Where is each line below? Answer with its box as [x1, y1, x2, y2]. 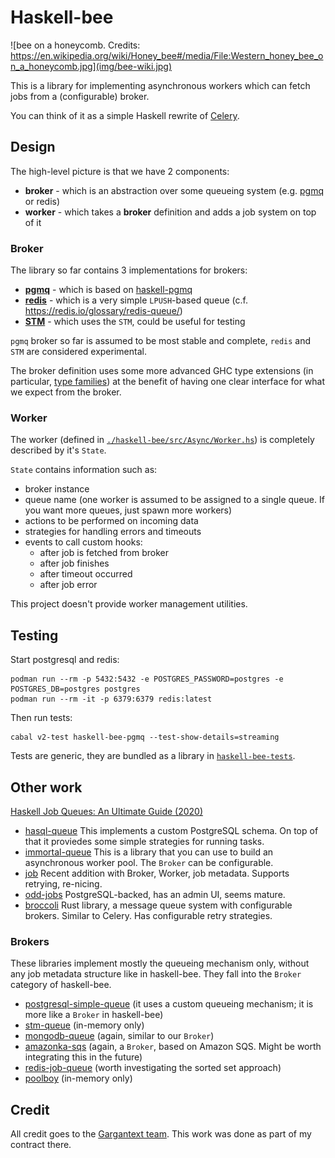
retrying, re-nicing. [24, 877, 103, 890]
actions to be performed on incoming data [24, 515, 199, 527]
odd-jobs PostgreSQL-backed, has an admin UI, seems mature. [24, 888, 286, 900]
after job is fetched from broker [39, 547, 169, 559]
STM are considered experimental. [10, 346, 147, 358]
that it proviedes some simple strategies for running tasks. [24, 835, 265, 847]
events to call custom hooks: [24, 536, 143, 548]
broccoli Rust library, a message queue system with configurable [24, 899, 293, 911]
